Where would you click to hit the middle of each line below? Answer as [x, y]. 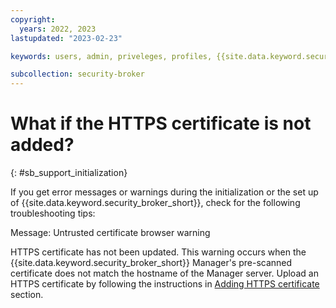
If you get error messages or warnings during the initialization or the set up [164, 192]
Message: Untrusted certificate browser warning [110, 233]
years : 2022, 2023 [58, 29]
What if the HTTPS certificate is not [161, 123]
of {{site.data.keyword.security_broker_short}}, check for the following [155, 203]
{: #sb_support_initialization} [69, 173]
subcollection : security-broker [77, 74]
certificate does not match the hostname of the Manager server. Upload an [164, 273]
